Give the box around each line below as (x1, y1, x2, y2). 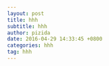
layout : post (7, 10, 45, 17)
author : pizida (7, 29, 51, 36)
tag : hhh (7, 49, 32, 56)
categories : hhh (7, 42, 53, 49)
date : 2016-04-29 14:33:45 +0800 (7, 36, 103, 43)
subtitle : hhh (7, 23, 48, 30)
